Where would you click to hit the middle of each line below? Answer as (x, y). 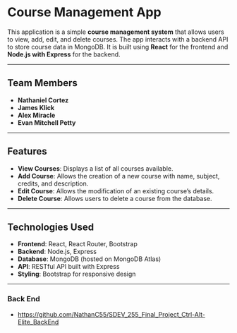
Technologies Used (50, 227)
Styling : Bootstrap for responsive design (77, 274)
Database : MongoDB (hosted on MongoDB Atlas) (89, 259)
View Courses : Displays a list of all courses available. (95, 168)
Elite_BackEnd (38, 322)
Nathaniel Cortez (43, 100)
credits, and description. (53, 183)
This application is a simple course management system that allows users (116, 32)
